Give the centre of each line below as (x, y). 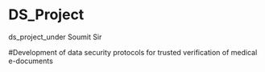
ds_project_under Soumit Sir (55, 37)
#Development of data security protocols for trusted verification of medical (133, 52)
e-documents (31, 61)
